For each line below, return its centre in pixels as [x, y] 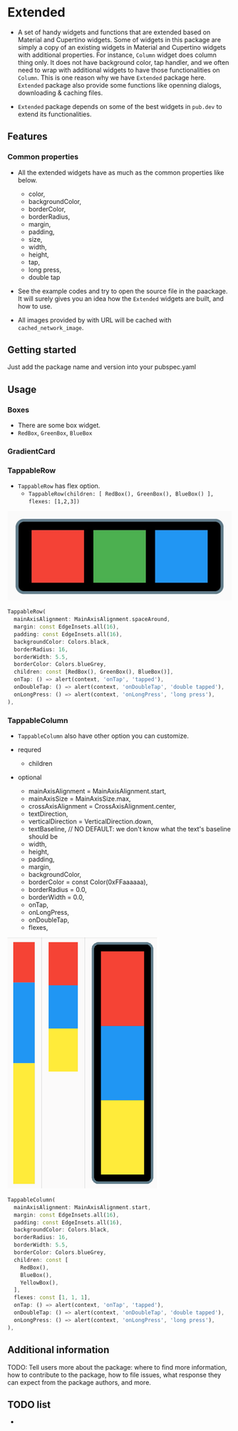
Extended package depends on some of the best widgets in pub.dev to [120, 106]
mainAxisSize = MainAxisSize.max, [79, 799]
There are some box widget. [59, 426]
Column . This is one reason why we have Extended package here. [112, 77]
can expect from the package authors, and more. [79, 1382]
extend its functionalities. [55, 114]
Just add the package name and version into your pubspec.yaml [102, 367]
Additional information [58, 1350]
